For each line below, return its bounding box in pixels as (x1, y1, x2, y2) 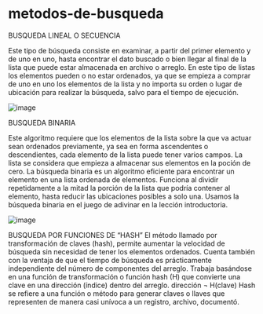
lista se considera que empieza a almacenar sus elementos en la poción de (8, 158, 251, 167)
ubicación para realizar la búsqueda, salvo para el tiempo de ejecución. (8, 87, 239, 97)
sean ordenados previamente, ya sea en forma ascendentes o (8, 141, 209, 151)
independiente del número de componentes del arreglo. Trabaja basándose (8, 264, 253, 273)
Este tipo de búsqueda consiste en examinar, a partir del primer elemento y (8, 46, 251, 55)
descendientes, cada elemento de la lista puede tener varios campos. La (8, 150, 243, 159)
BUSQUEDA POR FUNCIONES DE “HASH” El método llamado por (8, 230, 217, 239)
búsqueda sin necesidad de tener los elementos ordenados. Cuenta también (8, 246, 255, 256)
